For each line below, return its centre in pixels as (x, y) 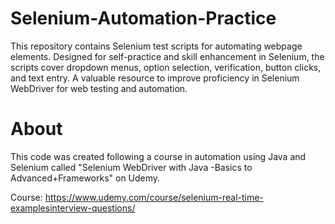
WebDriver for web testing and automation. (99, 88)
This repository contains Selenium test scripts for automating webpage (156, 46)
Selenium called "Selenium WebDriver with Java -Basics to (131, 167)
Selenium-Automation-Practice (143, 18)
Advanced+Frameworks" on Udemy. (85, 178)
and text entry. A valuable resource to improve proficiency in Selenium (155, 78)
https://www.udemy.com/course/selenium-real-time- (154, 197)
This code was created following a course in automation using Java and (158, 156)
